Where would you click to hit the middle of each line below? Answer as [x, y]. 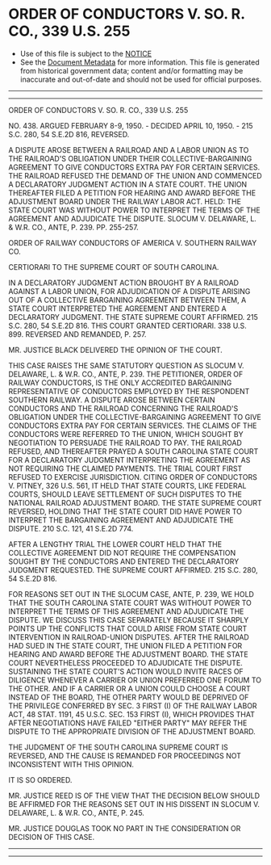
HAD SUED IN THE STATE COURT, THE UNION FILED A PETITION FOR [125, 645]
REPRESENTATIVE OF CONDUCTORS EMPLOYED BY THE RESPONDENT [129, 391]
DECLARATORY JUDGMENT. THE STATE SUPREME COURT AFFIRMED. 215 [133, 317]
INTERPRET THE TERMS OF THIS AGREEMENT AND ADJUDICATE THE [126, 611]
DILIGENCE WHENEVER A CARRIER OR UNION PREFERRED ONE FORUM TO [135, 680]
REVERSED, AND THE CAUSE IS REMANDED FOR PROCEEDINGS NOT [125, 755]
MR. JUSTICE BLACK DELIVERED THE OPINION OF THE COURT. [116, 350]
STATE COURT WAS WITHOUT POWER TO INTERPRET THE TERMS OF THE [134, 210]
